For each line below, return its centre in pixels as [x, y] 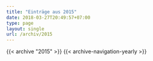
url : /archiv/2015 [29, 34]
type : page [20, 23]
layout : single [25, 29]
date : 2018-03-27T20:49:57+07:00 [48, 18]
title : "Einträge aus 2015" [42, 12]
